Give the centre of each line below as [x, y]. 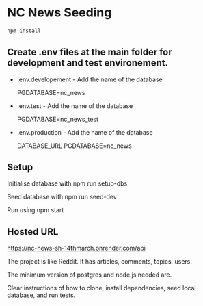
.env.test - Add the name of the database [75, 106]
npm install [24, 31]
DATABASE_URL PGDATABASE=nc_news [74, 146]
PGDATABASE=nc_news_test [58, 119]
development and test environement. [88, 63]
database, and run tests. [41, 295]
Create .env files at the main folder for [90, 52]
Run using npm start [36, 210]
